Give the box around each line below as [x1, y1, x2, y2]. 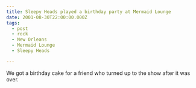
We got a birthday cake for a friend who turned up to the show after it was [6, 69, 191, 77]
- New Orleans [11, 37, 47, 43]
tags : [6, 20, 20, 26]
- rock [11, 31, 28, 37]
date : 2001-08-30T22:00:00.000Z [6, 14, 87, 20]
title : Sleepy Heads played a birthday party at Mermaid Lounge [6, 8, 171, 15]
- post [11, 25, 28, 32]
